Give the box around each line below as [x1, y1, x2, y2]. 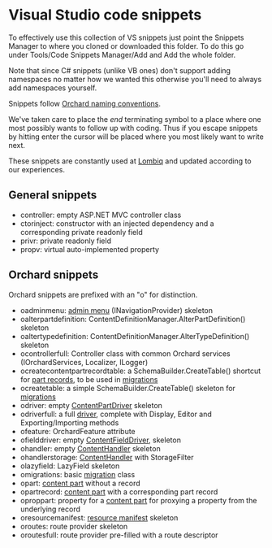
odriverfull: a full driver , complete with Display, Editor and [19, 409, 213, 419]
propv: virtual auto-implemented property [19, 244, 160, 254]
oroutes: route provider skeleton [19, 521, 128, 531]
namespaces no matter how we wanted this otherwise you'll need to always [8, 74, 262, 84]
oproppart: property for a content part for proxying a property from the [19, 495, 257, 505]
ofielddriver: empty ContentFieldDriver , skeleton [19, 435, 181, 445]
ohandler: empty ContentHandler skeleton [19, 443, 161, 453]
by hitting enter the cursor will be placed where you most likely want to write [8, 132, 264, 141]
